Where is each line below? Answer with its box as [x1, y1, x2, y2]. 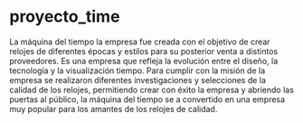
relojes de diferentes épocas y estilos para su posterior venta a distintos [9, 45, 279, 56]
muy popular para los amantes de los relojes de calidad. [9, 103, 218, 114]
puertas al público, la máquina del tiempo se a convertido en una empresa [9, 93, 286, 105]
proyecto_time [9, 6, 120, 27]
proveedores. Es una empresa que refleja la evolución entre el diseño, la [9, 55, 279, 66]
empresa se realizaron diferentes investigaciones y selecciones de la [9, 74, 267, 85]
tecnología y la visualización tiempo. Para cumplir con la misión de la [9, 65, 266, 76]
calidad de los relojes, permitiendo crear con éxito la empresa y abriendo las [9, 84, 294, 95]
